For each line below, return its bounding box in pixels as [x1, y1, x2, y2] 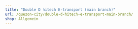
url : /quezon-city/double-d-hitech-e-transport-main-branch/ [5, 12, 134, 17]
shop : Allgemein [5, 16, 38, 21]
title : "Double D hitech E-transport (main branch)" [5, 7, 116, 12]
